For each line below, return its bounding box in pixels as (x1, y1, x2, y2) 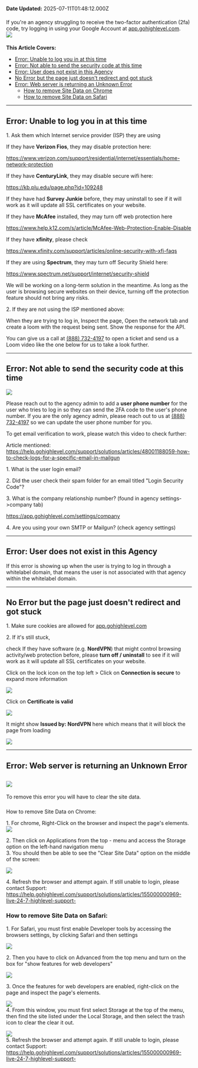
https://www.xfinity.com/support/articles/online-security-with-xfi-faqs (6, 248, 177, 254)
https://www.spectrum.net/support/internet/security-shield (6, 270, 150, 277)
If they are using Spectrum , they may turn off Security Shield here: (6, 259, 169, 265)
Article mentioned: (6, 442, 51, 449)
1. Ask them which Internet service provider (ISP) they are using (6, 132, 161, 138)
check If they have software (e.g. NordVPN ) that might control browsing (6, 645, 181, 653)
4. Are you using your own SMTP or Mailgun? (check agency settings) (6, 524, 176, 531)
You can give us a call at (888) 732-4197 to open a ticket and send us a (6, 335, 179, 342)
